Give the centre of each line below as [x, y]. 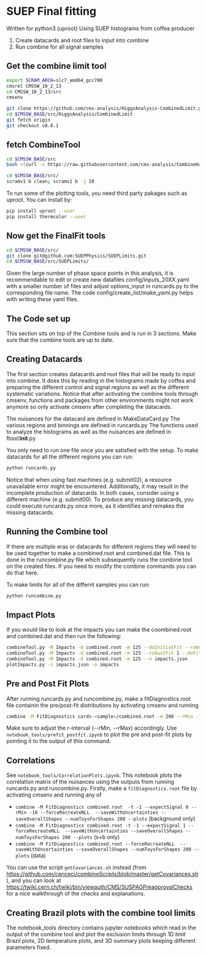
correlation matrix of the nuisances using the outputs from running [90, 782]
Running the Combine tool [57, 532]
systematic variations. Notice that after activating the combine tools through [102, 393]
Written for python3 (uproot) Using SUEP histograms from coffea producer [101, 28]
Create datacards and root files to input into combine [82, 40]
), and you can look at [34, 881]
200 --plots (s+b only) [91, 837]
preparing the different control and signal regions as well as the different [98, 387]
